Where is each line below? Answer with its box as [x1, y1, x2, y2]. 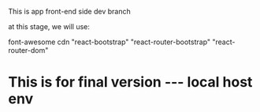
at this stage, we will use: [8, 22, 91, 31]
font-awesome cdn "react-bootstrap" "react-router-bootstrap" [8, 37, 211, 47]
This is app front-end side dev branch [8, 7, 132, 16]
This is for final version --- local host [8, 73, 253, 91]
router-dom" [8, 46, 49, 54]
